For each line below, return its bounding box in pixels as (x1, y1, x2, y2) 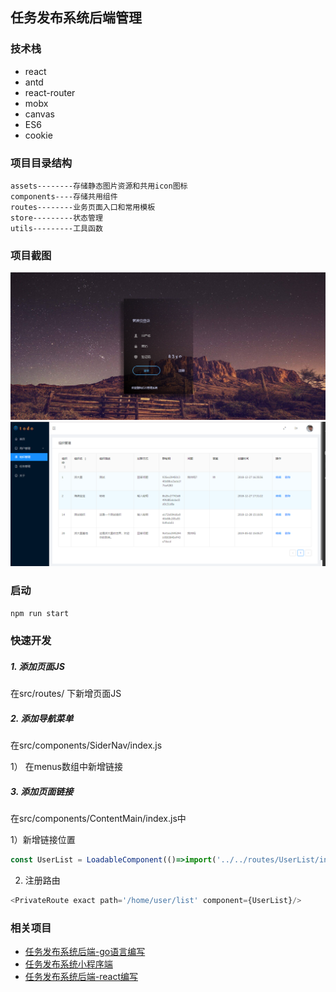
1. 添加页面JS (10, 661, 65, 673)
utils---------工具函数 (10, 223, 103, 233)
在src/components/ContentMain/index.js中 (10, 813, 187, 825)
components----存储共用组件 (10, 191, 118, 202)
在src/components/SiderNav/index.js (10, 739, 163, 752)
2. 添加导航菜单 (10, 713, 74, 725)
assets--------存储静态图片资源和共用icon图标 (10, 181, 188, 191)
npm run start (10, 608, 70, 618)
